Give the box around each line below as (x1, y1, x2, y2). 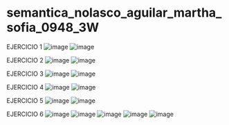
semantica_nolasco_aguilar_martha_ (6, 5, 222, 21)
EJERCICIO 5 (6, 96, 44, 105)
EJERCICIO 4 (6, 83, 44, 91)
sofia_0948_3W (6, 19, 100, 35)
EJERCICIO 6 (6, 110, 44, 118)
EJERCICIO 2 (6, 56, 44, 64)
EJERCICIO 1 (6, 42, 43, 51)
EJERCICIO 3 (6, 69, 44, 78)
